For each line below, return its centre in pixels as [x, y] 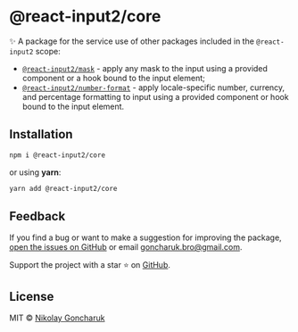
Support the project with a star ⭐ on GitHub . [90, 265]
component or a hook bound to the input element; [113, 78]
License [32, 296]
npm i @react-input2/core [57, 155]
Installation [41, 134]
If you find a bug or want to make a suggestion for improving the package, [146, 237]
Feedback [37, 216]
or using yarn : [35, 172]
